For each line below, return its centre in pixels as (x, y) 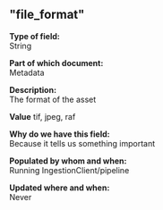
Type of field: (34, 36)
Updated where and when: (60, 188)
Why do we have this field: (60, 134)
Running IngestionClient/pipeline (69, 170)
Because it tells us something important (82, 143)
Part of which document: (56, 63)
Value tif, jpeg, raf (43, 116)
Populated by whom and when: (68, 161)
